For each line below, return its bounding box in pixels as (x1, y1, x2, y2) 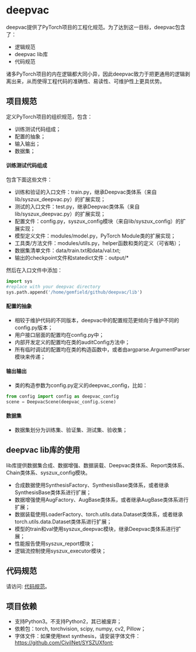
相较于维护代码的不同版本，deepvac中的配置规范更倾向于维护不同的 (14, 316, 180, 323)
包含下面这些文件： (6, 176, 53, 183)
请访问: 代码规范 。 (6, 582, 50, 589)
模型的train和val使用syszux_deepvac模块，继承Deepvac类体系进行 (14, 525, 177, 532)
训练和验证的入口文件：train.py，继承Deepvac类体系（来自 (14, 188, 157, 195)
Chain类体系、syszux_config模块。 (6, 469, 91, 476)
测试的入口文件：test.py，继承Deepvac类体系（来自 (14, 203, 140, 210)
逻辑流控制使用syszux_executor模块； (14, 547, 107, 554)
